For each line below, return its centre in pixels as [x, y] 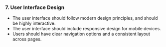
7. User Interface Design [35, 7]
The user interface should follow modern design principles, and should [85, 18]
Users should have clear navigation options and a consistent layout [81, 34]
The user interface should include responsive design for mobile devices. [86, 29]
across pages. [27, 39]
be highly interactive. [34, 23]
